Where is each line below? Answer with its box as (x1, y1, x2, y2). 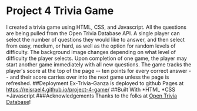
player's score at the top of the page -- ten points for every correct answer (6, 67, 188, 74)
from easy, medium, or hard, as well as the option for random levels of (6, 42, 176, 49)
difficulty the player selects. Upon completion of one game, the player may (6, 55, 187, 62)
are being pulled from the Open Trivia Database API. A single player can (6, 29, 181, 36)
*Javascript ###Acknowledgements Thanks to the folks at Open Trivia (6, 92, 178, 99)
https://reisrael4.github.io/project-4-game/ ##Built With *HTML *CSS (6, 86, 175, 93)
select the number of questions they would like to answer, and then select (6, 36, 185, 43)
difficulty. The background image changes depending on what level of (6, 48, 176, 55)
